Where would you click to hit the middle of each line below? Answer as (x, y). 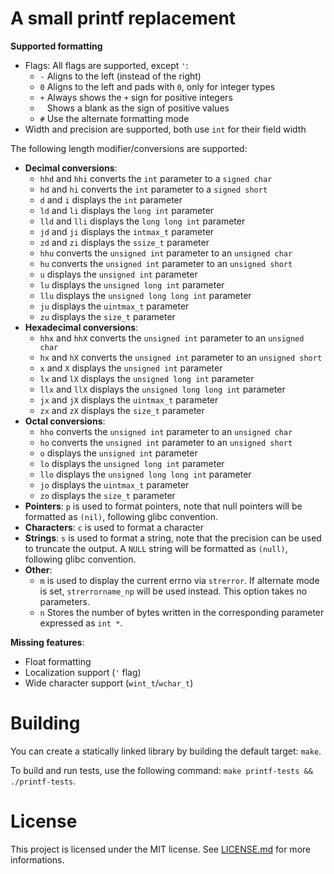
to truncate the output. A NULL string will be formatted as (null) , (156, 548)
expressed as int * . (81, 623)
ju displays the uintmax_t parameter (114, 306)
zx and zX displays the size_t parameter (122, 410)
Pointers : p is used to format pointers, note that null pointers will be (163, 506)
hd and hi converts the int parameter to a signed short (153, 189)
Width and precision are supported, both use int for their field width (165, 129)
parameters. (65, 601)
